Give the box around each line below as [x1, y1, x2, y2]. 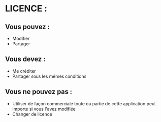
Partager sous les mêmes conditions [12, 73, 87, 79]
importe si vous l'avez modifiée [12, 106, 76, 112]
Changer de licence [12, 111, 53, 117]
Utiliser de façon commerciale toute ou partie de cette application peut [12, 100, 156, 106]
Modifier [12, 35, 30, 41]
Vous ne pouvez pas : [5, 88, 72, 96]
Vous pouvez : [5, 23, 50, 31]
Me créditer [12, 68, 36, 74]
